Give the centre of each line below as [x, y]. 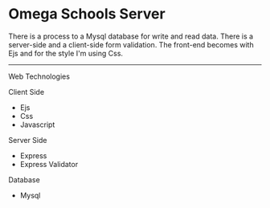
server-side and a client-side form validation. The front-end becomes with [131, 44]
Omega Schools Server [87, 14]
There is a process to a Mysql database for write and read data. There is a [131, 36]
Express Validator [49, 164]
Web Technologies [39, 76]
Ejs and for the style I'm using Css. [65, 53]
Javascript [37, 124]
